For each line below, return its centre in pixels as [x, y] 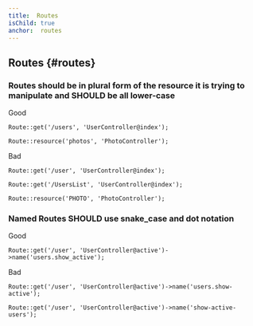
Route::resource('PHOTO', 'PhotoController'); [87, 199]
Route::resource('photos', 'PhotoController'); [89, 141]
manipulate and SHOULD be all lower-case [91, 95]
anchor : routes [35, 30]
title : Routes [33, 16]
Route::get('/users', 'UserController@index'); [89, 128]
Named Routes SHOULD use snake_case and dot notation [121, 218]
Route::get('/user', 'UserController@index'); [87, 171]
